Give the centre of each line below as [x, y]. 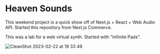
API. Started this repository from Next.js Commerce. [59, 27]
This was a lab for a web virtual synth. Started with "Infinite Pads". [73, 37]
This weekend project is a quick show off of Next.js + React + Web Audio [80, 22]
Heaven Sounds [39, 9]
